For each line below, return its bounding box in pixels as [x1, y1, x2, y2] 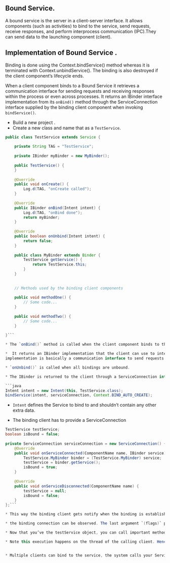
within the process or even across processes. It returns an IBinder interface [5, 93, 163, 100]
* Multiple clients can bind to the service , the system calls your [5, 553, 153, 558]
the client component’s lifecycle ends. [5, 73, 84, 79]
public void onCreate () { [14, 182, 69, 187]
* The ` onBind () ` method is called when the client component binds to [5, 342, 159, 347]
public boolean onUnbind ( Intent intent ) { [14, 234, 105, 239]
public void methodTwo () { [14, 314, 71, 319]
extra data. [12, 407, 35, 413]
